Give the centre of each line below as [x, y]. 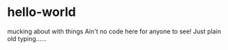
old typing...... [27, 38]
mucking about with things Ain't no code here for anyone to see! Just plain [114, 31]
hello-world [42, 12]
